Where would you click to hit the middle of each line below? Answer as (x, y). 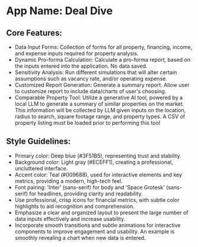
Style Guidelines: (39, 142)
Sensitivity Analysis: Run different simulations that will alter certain (96, 72)
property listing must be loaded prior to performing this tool (87, 123)
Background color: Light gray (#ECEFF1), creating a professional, (94, 162)
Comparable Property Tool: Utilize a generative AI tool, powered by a (99, 97)
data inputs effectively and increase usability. (70, 218)
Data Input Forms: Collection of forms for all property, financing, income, (103, 47)
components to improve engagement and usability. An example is (95, 231)
